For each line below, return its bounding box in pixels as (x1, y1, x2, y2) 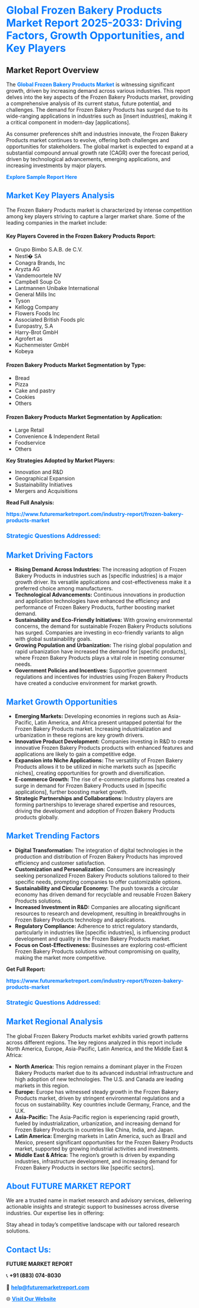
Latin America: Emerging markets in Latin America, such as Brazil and (14, 1132, 187, 1139)
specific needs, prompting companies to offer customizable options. (14, 878, 182, 885)
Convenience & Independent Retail (14, 433, 100, 440)
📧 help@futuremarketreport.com (6, 1284, 90, 1291)
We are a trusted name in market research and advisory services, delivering (6, 1197, 192, 1204)
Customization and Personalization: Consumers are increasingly (14, 866, 175, 873)
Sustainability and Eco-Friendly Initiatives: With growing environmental (14, 617, 193, 624)
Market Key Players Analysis (6, 191, 115, 201)
